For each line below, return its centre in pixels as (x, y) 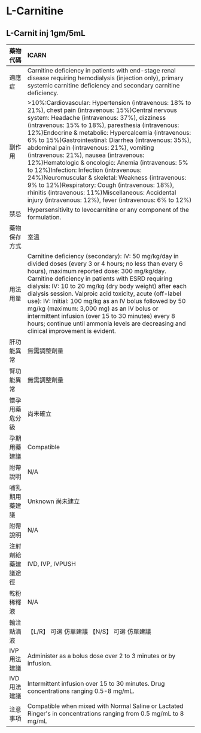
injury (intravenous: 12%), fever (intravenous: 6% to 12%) (109, 200)
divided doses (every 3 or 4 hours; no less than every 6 (105, 263)
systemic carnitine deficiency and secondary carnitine (103, 85)
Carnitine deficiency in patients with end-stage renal (101, 70)
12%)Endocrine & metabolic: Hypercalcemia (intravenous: (109, 133)
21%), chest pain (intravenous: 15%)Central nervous (102, 110)
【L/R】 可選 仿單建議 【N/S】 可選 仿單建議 (89, 631)
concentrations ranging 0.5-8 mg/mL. (81, 691)
